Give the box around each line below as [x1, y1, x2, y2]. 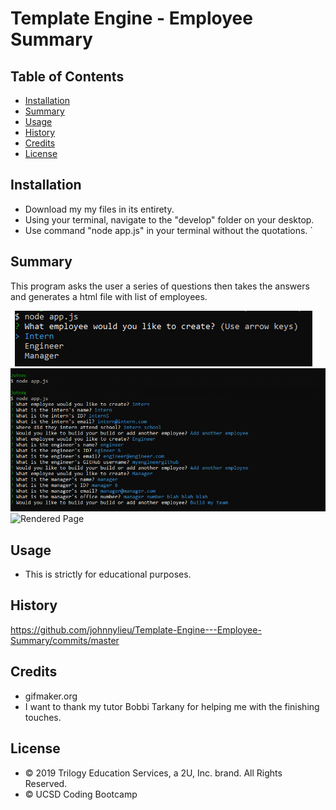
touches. [24, 711, 62, 723]
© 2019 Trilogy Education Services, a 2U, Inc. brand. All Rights [24, 767, 283, 779]
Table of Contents [10, 68, 125, 85]
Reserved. [24, 777, 68, 789]
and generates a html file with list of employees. [10, 290, 208, 302]
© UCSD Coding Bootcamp [24, 788, 138, 800]
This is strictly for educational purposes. [24, 568, 192, 581]
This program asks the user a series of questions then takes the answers [10, 280, 310, 292]
